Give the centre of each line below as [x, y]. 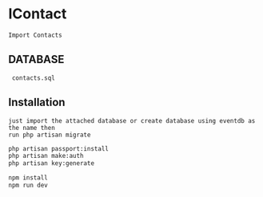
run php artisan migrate [50, 135]
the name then [32, 128]
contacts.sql [34, 78]
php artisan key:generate [51, 164]
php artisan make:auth [46, 156]
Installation [37, 102]
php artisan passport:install [59, 148]
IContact [38, 14]
